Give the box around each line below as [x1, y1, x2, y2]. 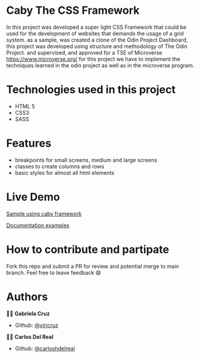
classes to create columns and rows [14, 163, 105, 170]
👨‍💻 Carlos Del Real [6, 333, 54, 340]
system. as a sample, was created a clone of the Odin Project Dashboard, [6, 36, 188, 43]
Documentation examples [6, 222, 70, 229]
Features [6, 136, 52, 150]
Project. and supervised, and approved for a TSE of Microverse [6, 49, 163, 56]
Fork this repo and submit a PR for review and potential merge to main [6, 262, 179, 270]
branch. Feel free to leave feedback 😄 [6, 268, 102, 276]
